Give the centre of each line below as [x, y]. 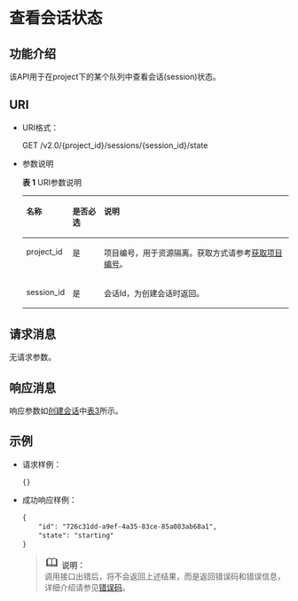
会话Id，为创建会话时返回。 [153, 293]
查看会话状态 [56, 18]
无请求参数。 [32, 357]
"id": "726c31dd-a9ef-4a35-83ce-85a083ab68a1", [128, 527]
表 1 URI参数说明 [52, 182]
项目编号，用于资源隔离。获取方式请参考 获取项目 [193, 253]
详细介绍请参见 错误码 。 [87, 587]
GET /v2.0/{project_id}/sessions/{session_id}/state [115, 145]
